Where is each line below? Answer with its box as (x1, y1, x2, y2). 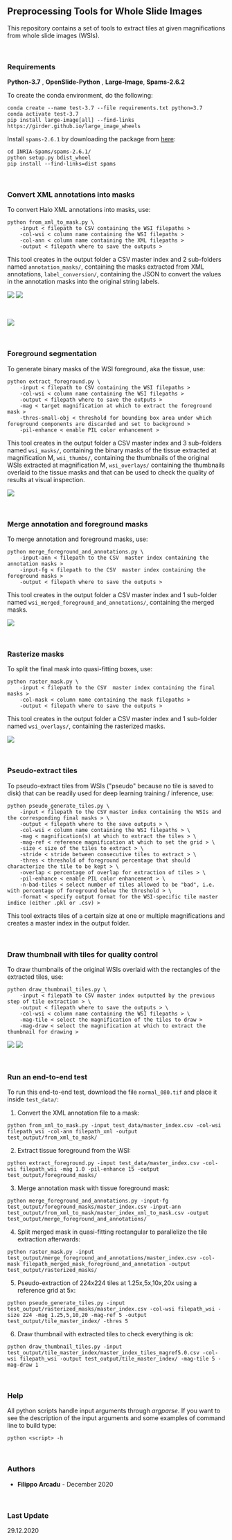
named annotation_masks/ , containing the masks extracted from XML (7, 263, 204, 271)
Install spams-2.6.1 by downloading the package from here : (7, 135, 176, 143)
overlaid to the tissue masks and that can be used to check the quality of (7, 468, 215, 477)
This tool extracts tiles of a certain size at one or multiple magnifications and (7, 911, 225, 920)
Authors (7, 1464, 36, 1474)
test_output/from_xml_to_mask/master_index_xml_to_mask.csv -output (7, 1210, 209, 1216)
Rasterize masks (7, 649, 64, 659)
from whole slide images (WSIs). (7, 31, 100, 39)
